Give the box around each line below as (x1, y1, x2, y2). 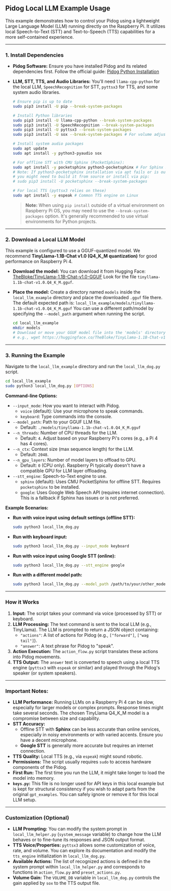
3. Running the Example (5, 352, 65, 359)
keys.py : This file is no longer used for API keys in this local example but (12, 780, 164, 786)
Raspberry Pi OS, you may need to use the (25, 207, 115, 213)
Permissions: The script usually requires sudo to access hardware (12, 758, 152, 765)
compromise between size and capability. (12, 715, 100, 721)
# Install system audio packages (12, 141, 84, 147)
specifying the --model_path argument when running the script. (12, 311, 146, 317)
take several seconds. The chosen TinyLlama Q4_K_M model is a (12, 710, 149, 716)
